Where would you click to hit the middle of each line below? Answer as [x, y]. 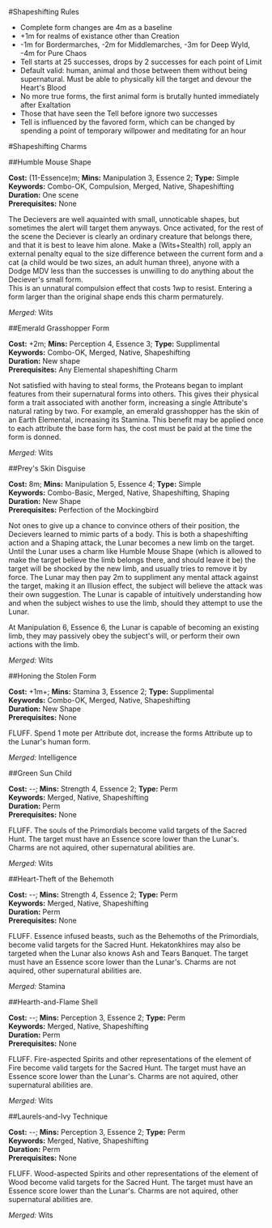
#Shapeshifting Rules [44, 12]
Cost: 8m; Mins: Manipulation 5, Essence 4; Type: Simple [105, 484]
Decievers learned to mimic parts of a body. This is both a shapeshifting [128, 534]
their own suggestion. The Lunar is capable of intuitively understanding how [135, 594]
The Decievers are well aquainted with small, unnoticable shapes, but [124, 219]
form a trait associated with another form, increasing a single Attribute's [128, 403]
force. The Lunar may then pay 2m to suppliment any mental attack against [134, 577]
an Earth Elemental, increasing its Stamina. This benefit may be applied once [136, 420]
